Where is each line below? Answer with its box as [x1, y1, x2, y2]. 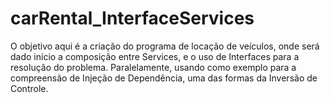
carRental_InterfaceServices [10, 7, 255, 30]
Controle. [10, 82, 49, 94]
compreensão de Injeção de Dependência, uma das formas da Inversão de [10, 72, 318, 84]
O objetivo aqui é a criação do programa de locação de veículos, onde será [10, 40, 320, 52]
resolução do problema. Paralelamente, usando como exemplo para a [10, 61, 297, 73]
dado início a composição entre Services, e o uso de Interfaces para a [10, 50, 300, 62]
